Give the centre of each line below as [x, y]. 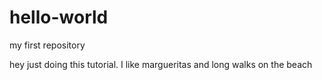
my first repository [47, 45]
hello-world [59, 17]
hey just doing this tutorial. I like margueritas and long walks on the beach [161, 64]
